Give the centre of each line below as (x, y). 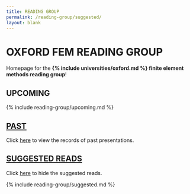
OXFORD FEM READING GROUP (85, 52)
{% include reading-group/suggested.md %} (61, 185)
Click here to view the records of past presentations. (70, 140)
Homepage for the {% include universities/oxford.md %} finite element (95, 68)
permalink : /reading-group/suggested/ (54, 17)
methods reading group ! (36, 75)
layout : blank (24, 22)
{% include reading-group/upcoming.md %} (60, 108)
